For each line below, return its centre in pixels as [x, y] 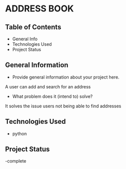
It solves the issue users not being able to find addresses [63, 106]
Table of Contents [33, 27]
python [20, 133]
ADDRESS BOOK [40, 9]
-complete [16, 161]
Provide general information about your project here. [66, 77]
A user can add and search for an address [48, 86]
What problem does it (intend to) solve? [52, 96]
